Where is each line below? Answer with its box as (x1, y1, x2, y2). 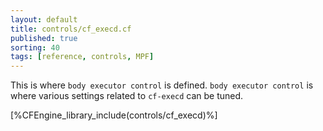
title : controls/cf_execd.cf (10, 24, 132, 34)
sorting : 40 (10, 42, 60, 53)
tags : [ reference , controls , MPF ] (10, 52, 155, 62)
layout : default (10, 14, 78, 25)
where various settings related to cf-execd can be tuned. (10, 90, 244, 102)
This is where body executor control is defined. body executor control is (10, 79, 314, 91)
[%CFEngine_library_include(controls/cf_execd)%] (10, 109, 218, 121)
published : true (10, 33, 78, 43)
